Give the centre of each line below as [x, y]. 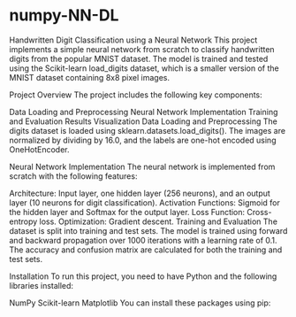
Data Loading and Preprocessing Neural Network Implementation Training [144, 112]
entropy [23, 221]
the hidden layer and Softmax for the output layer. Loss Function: [127, 212]
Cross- [259, 212]
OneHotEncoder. [39, 149]
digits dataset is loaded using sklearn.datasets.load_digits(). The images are [147, 130]
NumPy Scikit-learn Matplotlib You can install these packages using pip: [140, 303]
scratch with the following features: [73, 176]
